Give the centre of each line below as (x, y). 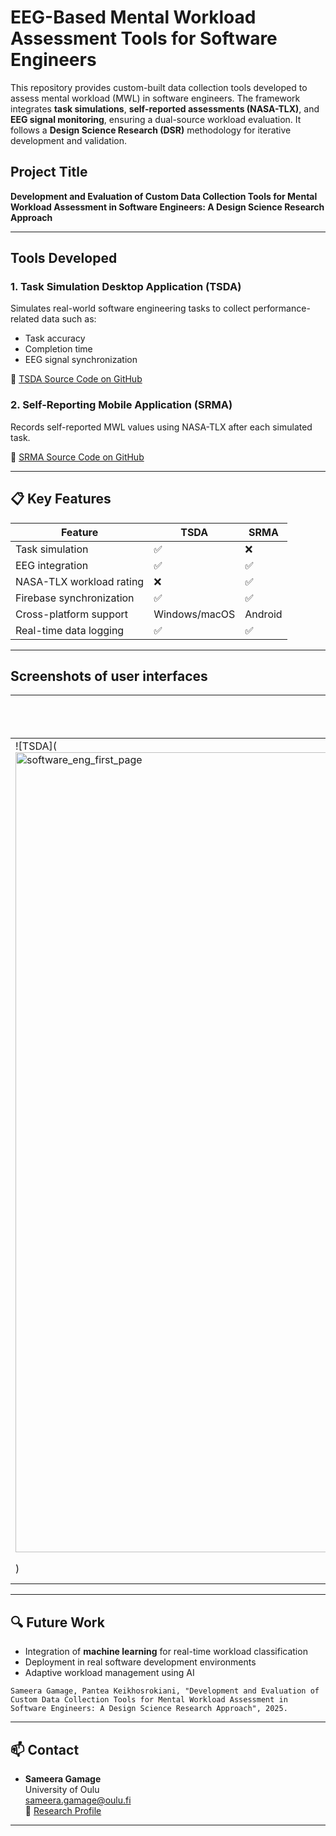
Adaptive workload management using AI (109, 1673)
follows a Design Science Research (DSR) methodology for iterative (151, 130)
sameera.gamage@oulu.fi (78, 1800)
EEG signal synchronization (81, 360)
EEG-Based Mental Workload (133, 17)
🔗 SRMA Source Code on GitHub (77, 457)
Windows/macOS (194, 614)
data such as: (69, 319)
